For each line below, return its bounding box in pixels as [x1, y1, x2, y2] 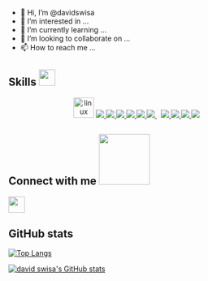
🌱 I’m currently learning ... [19, 25, 107, 34]
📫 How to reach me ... [19, 43, 96, 52]
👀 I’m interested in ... [19, 16, 89, 26]
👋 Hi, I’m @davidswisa [19, 8, 95, 17]
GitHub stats [8, 227, 74, 241]
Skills [8, 76, 37, 89]
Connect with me [8, 175, 97, 188]
